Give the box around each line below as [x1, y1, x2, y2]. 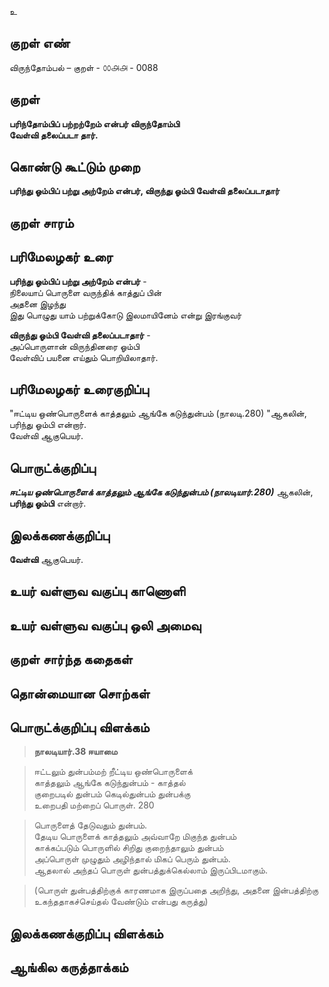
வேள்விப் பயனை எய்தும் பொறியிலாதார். [9, 351, 159, 363]
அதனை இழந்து [9, 297, 66, 310]
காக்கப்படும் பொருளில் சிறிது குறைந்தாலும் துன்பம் [33, 842, 224, 854]
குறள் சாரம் [9, 214, 74, 231]
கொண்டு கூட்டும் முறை [9, 159, 141, 176]
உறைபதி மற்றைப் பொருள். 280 [33, 799, 155, 811]
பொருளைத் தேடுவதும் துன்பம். [33, 819, 148, 831]
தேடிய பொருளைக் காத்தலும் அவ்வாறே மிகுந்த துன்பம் [33, 831, 237, 843]
